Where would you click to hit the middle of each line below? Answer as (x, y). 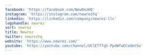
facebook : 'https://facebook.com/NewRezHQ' (50, 9)
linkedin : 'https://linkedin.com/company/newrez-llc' (61, 19)
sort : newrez (18, 28)
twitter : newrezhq (24, 37)
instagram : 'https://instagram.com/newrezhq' (52, 14)
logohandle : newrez (25, 23)
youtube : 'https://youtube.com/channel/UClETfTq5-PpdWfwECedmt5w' (74, 46)
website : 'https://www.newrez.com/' (42, 41)
